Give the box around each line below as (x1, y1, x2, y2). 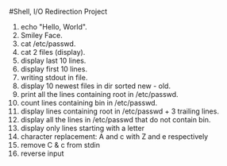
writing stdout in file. (20, 73, 88, 82)
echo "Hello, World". (20, 22, 88, 31)
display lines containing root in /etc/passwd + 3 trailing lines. (20, 106, 219, 116)
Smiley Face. (20, 31, 63, 40)
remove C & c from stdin (20, 141, 101, 149)
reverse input (20, 149, 64, 158)
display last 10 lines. (20, 56, 87, 65)
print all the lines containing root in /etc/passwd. (20, 90, 179, 98)
